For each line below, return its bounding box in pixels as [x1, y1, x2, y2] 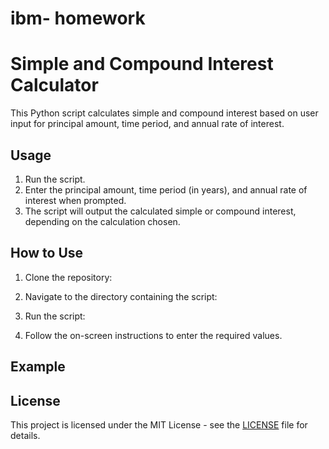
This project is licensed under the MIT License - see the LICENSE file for [10, 418, 308, 431]
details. [10, 429, 41, 441]
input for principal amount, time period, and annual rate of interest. [10, 118, 285, 130]
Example [10, 358, 66, 376]
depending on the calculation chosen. [24, 215, 181, 227]
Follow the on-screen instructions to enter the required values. [24, 329, 283, 341]
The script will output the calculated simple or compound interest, [24, 205, 297, 217]
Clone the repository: [24, 271, 113, 283]
